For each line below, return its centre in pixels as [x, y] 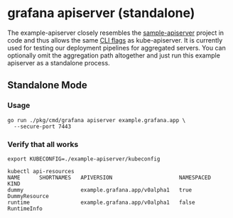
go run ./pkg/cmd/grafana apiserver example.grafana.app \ [97, 120]
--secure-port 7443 [43, 126]
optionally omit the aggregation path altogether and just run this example [114, 55]
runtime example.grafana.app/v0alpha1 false [101, 202]
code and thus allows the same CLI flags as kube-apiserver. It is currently [115, 40]
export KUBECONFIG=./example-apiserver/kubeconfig [84, 159]
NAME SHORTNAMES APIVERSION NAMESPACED [109, 178]
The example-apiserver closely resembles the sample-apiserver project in [116, 33]
